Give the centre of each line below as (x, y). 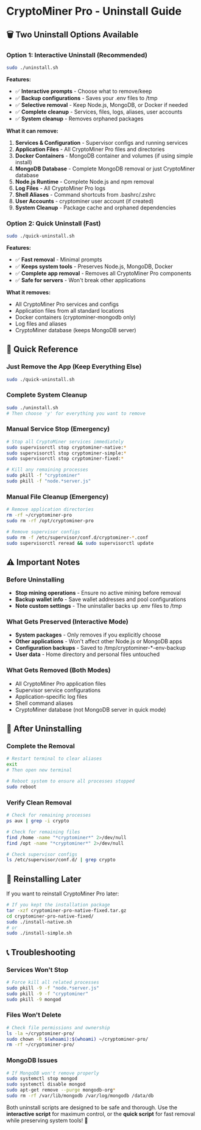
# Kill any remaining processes (47, 470)
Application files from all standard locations (69, 310)
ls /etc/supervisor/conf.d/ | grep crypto (61, 860)
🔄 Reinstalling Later (44, 879)
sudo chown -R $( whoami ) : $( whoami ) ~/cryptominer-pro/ (77, 1039)
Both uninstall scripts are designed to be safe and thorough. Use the (92, 1107)
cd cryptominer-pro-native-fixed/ (50, 916)
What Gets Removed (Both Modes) (58, 670)
